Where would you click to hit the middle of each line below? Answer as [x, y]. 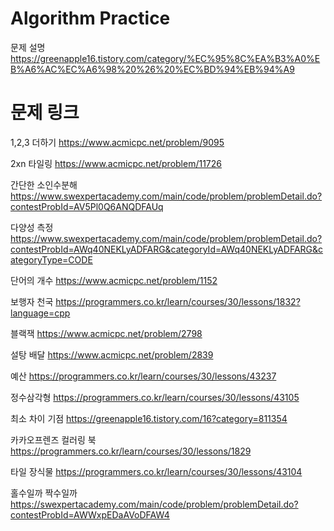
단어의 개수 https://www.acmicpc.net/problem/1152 [114, 280]
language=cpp [40, 313]
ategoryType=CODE [51, 259]
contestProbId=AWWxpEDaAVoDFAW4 [90, 514]
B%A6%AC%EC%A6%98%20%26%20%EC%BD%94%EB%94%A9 [152, 69]
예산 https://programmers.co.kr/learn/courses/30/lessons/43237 [143, 376]
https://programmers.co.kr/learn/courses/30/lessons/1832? [178, 301]
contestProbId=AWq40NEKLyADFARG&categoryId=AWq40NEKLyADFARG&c [167, 249]
